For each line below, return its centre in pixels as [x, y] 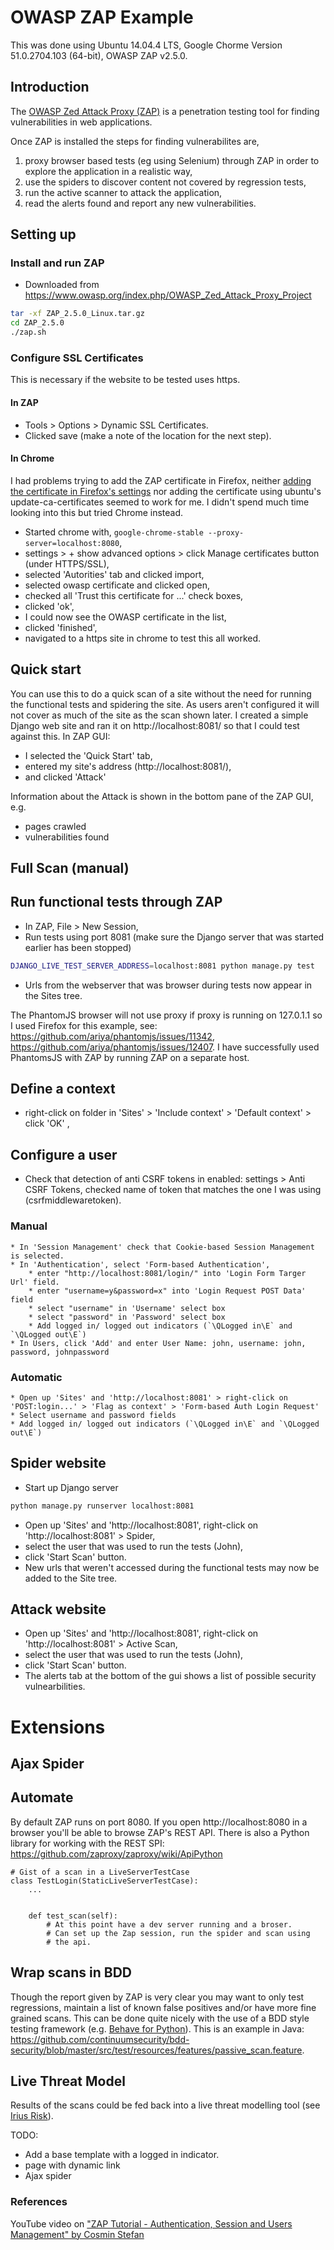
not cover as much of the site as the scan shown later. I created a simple [159, 715]
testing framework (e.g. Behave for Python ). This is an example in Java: [157, 2028]
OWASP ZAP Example [102, 17]
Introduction [50, 87]
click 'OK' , [47, 1123]
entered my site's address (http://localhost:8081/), [128, 766]
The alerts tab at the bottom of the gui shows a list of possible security [170, 1676]
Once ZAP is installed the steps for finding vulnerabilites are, [135, 141]
